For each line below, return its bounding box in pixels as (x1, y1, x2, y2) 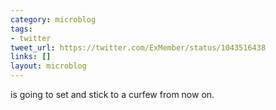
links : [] (10, 52, 52, 62)
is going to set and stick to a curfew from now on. (10, 89, 215, 100)
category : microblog (10, 14, 97, 25)
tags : (10, 24, 33, 34)
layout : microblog (10, 61, 87, 71)
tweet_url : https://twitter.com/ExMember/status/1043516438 (10, 42, 267, 53)
